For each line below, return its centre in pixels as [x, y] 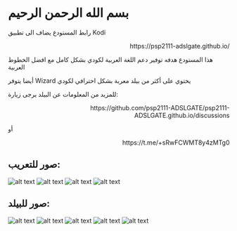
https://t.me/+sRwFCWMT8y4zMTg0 [176, 143]
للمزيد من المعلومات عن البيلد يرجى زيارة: [63, 94]
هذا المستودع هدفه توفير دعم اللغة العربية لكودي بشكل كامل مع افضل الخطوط [110, 59]
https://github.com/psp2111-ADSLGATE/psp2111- [160, 107]
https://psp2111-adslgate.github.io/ [180, 46]
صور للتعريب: [34, 165]
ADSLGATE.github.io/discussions [182, 115]
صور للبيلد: [29, 204]
